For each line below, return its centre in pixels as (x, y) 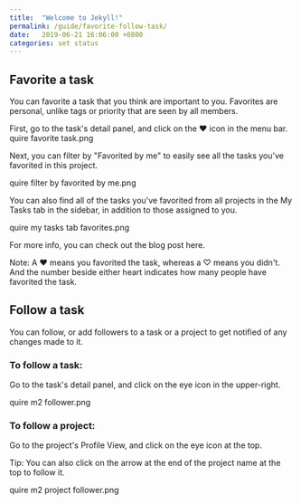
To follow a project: (52, 426)
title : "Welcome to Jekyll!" (66, 18)
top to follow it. (37, 472)
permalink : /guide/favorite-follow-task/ (89, 26)
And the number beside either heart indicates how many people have (138, 272)
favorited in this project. (53, 166)
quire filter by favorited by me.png (73, 183)
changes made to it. (47, 341)
